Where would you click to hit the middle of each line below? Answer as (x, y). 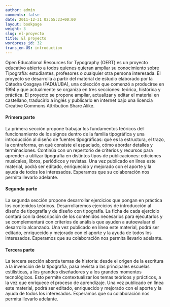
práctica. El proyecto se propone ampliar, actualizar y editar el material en (82, 95)
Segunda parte (21, 189)
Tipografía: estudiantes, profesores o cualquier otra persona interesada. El (83, 73)
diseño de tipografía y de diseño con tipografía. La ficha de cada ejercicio (82, 211)
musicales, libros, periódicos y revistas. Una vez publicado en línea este (80, 161)
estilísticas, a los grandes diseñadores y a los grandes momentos (74, 272)
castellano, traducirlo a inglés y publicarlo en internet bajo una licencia (79, 100)
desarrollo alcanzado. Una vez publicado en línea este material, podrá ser (82, 228)
